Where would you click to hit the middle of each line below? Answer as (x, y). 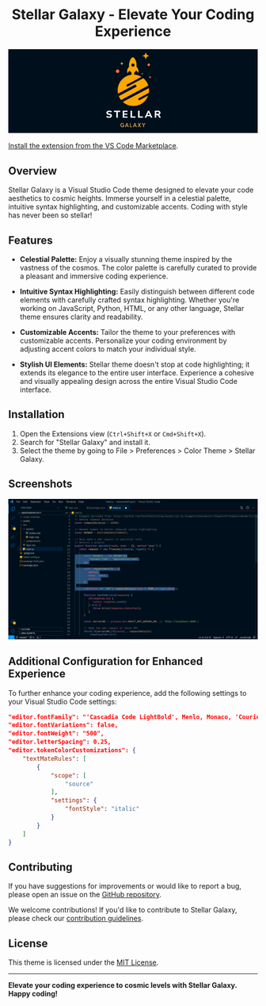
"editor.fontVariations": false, (63, 725)
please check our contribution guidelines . (76, 919)
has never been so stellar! (50, 215)
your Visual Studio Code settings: (63, 701)
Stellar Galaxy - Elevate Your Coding (133, 15)
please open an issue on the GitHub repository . (85, 895)
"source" (79, 784)
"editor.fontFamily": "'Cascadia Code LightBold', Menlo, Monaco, (120, 717)
